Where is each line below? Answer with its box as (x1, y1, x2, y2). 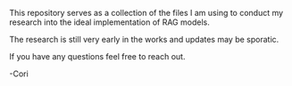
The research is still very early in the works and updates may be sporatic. (9, 35, 279, 44)
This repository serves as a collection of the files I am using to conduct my (9, 8, 284, 18)
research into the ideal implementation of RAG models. (9, 17, 210, 27)
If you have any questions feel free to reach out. (9, 51, 186, 61)
